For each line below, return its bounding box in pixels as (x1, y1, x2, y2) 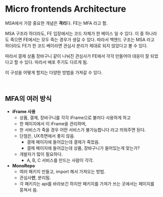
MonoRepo (12, 162, 35, 169)
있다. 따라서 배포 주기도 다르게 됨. (24, 59, 88, 65)
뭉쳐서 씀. (19, 187, 38, 193)
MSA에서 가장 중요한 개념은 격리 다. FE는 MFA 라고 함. (5, 20, 108, 26)
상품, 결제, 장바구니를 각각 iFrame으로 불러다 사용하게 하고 (19, 115, 131, 120)
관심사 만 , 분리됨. (19, 175, 51, 180)
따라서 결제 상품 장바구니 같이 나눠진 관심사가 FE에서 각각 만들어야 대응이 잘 (5, 53, 150, 59)
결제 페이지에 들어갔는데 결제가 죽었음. (26, 139, 100, 145)
